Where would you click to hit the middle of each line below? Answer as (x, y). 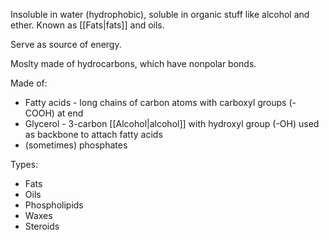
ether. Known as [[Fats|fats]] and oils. (87, 25)
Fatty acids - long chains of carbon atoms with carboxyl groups (155, 102)
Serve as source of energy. (66, 44)
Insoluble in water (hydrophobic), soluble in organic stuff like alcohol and (160, 14)
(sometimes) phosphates (76, 145)
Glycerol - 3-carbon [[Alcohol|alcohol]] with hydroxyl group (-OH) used (172, 123)
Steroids (42, 226)
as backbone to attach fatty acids (93, 134)
